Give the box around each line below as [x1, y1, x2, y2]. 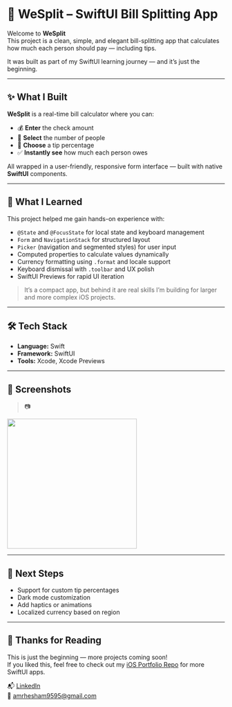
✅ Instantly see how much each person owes [17, 148, 148, 157]
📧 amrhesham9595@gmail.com [7, 691, 97, 699]
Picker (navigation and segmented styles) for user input [17, 243, 177, 251]
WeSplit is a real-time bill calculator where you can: [7, 110, 154, 118]
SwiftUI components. [7, 169, 68, 177]
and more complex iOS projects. [23, 293, 116, 301]
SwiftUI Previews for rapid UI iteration [17, 272, 124, 280]
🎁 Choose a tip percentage [17, 141, 95, 149]
